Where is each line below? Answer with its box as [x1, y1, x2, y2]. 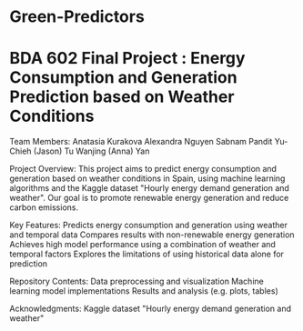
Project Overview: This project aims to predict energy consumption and [9, 164, 278, 175]
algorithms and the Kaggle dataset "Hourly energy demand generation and [9, 183, 289, 194]
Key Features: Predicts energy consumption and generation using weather [9, 220, 288, 231]
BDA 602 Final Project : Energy [9, 48, 246, 69]
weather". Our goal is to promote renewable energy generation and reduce [9, 193, 289, 204]
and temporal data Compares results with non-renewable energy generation [9, 229, 295, 240]
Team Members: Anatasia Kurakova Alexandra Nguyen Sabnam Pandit [9, 136, 273, 147]
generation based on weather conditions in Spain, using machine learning [9, 173, 286, 184]
